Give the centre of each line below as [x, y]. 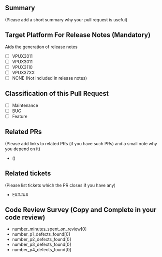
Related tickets [28, 174]
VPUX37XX [23, 72]
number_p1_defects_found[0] [41, 234]
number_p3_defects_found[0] [42, 244]
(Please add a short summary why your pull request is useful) [66, 19]
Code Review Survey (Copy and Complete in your [81, 210]
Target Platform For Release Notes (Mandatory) [78, 35]
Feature [20, 116]
